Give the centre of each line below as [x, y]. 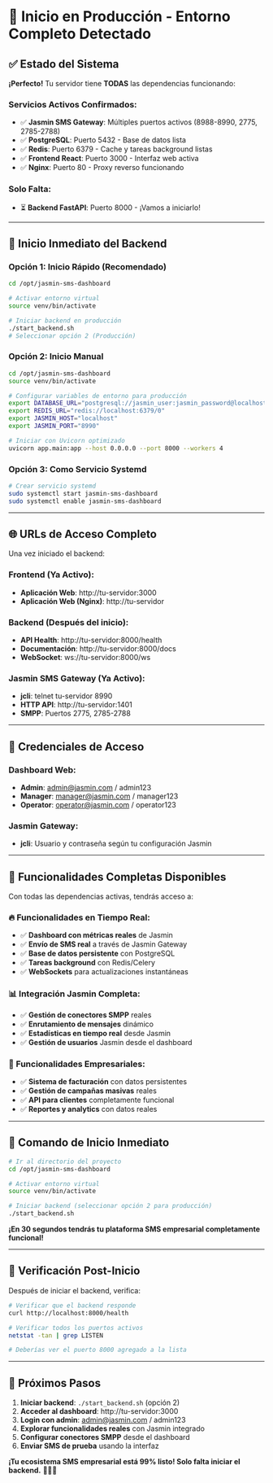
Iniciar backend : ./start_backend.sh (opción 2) [100, 1402]
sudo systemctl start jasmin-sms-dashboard [83, 493]
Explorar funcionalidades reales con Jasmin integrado [113, 1428]
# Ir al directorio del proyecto [65, 1161]
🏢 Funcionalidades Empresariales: [77, 1064]
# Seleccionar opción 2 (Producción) [72, 336]
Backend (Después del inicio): [69, 622]
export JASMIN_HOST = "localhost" [63, 418]
